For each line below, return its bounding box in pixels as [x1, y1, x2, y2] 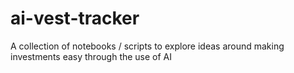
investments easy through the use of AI [10, 50, 173, 62]
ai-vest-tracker [10, 7, 140, 30]
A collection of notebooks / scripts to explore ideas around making [10, 40, 285, 52]
